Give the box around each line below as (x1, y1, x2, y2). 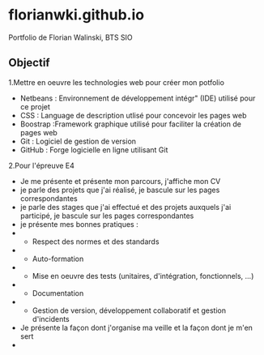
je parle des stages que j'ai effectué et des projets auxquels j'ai (19, 202, 232, 212)
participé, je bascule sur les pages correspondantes (19, 211, 194, 220)
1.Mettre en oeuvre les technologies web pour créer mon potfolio (8, 77, 225, 87)
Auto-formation (32, 254, 84, 263)
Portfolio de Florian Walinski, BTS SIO (8, 32, 134, 42)
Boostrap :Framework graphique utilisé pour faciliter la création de (19, 119, 241, 129)
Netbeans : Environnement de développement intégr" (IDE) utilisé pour (19, 93, 256, 103)
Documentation (32, 288, 84, 297)
